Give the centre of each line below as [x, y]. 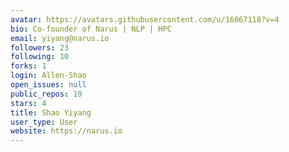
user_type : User [44, 122]
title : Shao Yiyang [51, 112]
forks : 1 [28, 66]
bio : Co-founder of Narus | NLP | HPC [91, 29]
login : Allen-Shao [48, 76]
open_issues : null [48, 85]
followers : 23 [40, 47]
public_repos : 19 [46, 94]
